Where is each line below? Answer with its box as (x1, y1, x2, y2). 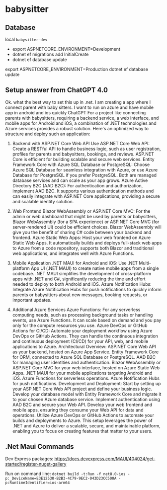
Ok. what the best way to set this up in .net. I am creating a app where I (5, 99, 151, 105)
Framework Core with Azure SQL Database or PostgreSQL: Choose (12, 162, 150, 167)
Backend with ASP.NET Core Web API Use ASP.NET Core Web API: (12, 140, 150, 146)
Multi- (139, 260, 152, 266)
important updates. (12, 297, 52, 303)
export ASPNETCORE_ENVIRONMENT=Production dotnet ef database (5, 66, 148, 72)
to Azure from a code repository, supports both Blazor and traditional (12, 245, 154, 251)
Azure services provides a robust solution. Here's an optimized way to (5, 125, 149, 131)
